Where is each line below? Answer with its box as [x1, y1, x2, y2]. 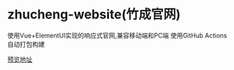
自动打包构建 [7, 40, 45, 48]
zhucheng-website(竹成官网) [7, 6, 181, 23]
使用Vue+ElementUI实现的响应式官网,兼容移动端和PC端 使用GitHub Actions [7, 31, 228, 40]
